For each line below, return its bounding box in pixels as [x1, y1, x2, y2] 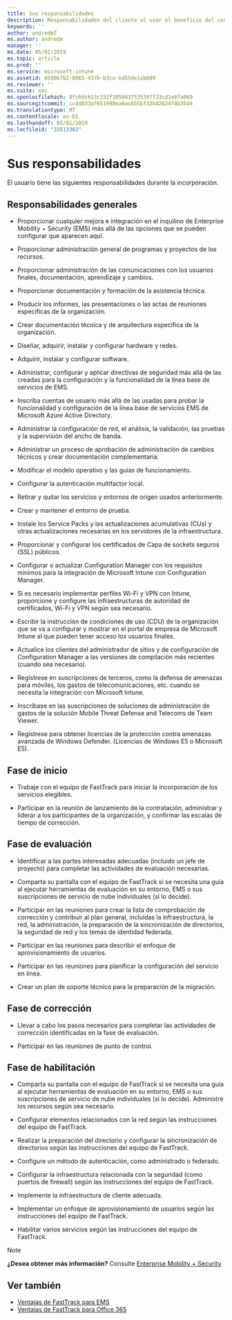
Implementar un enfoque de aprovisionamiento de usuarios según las [17, 1204, 215, 1213]
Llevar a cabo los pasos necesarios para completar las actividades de [17, 1021, 216, 1029]
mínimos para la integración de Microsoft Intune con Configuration [17, 569, 207, 577]
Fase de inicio [7, 764, 68, 776]
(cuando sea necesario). [17, 660, 87, 668]
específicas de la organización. [17, 307, 106, 315]
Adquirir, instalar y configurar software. [17, 355, 129, 363]
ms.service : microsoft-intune [7, 68, 95, 75]
